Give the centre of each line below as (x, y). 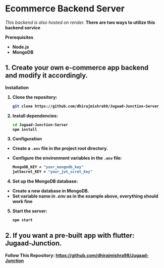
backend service (23, 27)
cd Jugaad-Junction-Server (40, 125)
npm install (25, 130)
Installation (17, 87)
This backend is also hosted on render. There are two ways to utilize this (80, 22)
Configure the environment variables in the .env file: (67, 158)
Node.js (21, 47)
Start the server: (30, 211)
